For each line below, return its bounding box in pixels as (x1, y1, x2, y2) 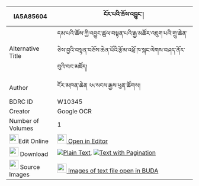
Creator (9, 107, 31, 115)
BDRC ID (9, 97, 34, 106)
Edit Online (18, 137, 49, 145)
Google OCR (57, 107, 92, 115)
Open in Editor (68, 137, 108, 145)
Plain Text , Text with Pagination (63, 148, 156, 156)
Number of (9, 117, 40, 125)
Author (9, 83, 28, 92)
